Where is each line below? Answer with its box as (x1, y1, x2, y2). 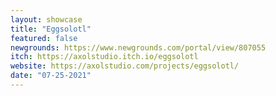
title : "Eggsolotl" (10, 24, 92, 34)
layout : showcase (10, 14, 83, 25)
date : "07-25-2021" (10, 71, 92, 81)
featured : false (10, 33, 78, 43)
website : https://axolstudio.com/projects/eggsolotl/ (10, 61, 240, 71)
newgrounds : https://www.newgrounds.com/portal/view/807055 (10, 42, 267, 53)
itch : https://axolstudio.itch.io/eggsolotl (10, 52, 199, 62)
